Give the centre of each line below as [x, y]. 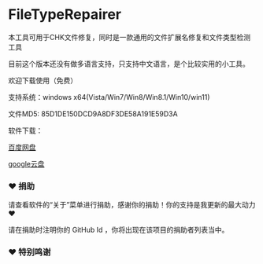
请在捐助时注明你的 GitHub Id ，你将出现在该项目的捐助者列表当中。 [119, 230]
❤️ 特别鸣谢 [30, 252]
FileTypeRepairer [65, 15]
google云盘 [26, 163]
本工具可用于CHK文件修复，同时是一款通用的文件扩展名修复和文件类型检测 [130, 37]
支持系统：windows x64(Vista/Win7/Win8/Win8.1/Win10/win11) [109, 97]
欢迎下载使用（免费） [43, 80]
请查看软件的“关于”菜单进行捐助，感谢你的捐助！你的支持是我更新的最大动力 [132, 205]
